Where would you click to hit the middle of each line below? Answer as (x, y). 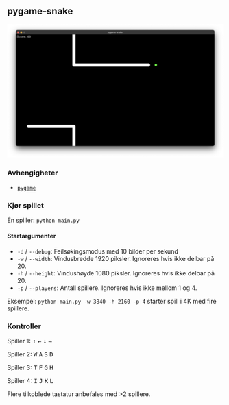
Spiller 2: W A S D (30, 354)
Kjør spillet (26, 206)
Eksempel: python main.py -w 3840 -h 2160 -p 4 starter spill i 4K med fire (112, 301)
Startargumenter (32, 236)
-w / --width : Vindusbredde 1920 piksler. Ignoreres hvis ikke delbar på (116, 258)
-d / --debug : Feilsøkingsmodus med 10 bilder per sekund (97, 251)
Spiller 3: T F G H (30, 367)
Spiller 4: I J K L (30, 380)
